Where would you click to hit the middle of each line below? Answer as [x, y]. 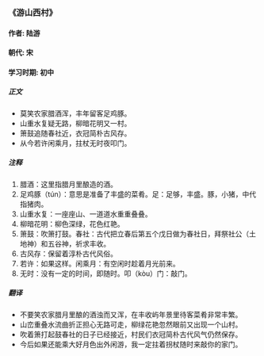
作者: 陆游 [24, 33]
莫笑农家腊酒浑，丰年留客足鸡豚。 [75, 113]
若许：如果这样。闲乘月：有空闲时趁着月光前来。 [99, 263]
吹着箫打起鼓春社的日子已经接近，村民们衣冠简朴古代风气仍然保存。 [131, 334]
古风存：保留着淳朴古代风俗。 [68, 253]
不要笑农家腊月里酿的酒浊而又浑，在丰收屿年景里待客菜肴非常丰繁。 [131, 314]
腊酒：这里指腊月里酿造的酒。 [68, 184]
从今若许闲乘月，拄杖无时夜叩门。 [75, 143]
